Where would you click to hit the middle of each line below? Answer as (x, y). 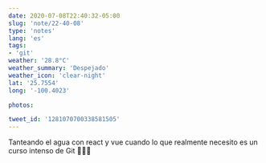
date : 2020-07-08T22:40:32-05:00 (64, 16)
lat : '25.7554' (34, 83)
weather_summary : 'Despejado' (59, 68)
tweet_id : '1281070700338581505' (64, 120)
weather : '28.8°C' (39, 61)
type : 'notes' (32, 31)
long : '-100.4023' (39, 90)
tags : (17, 46)
